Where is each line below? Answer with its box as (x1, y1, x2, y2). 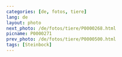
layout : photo (6, 20, 42, 26)
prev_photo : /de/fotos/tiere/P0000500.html (6, 36, 117, 42)
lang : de (6, 14, 28, 20)
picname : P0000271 (6, 31, 52, 37)
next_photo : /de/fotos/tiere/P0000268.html (6, 25, 117, 31)
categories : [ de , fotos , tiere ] (6, 8, 87, 15)
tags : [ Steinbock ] (6, 42, 52, 48)
